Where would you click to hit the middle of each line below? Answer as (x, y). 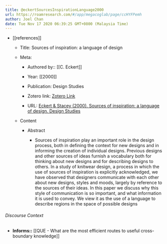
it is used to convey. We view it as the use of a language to (95, 198)
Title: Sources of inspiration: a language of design (71, 47)
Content (28, 121)
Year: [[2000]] (42, 77)
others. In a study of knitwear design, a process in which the (97, 167)
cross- (147, 231)
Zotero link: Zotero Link (51, 96)
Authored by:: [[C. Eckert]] (55, 67)
